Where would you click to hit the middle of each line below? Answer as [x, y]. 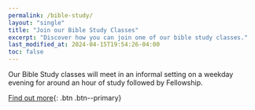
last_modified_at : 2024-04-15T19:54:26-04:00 [84, 45]
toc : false [26, 52]
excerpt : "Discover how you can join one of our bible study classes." [128, 37]
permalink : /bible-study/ [50, 15]
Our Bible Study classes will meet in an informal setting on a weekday [121, 74]
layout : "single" [37, 23]
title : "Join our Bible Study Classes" [74, 30]
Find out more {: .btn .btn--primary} [65, 98]
